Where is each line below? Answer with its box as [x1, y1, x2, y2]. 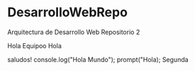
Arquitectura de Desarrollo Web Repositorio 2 [7, 28, 140, 36]
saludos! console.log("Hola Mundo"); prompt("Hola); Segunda [7, 55, 189, 64]
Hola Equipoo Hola [7, 41, 62, 50]
